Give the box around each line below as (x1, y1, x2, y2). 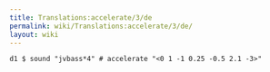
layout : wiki (9, 30, 59, 39)
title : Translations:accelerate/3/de (9, 13, 153, 22)
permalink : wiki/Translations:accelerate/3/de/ (9, 22, 194, 31)
